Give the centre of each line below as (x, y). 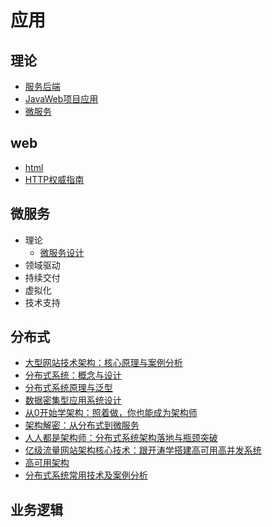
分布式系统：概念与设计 (73, 375)
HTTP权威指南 (54, 179)
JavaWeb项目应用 (61, 99)
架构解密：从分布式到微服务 (82, 425)
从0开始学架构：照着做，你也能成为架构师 (111, 413)
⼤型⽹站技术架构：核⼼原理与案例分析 (103, 363)
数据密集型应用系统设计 (73, 400)
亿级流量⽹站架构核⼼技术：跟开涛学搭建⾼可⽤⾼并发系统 (143, 450)
